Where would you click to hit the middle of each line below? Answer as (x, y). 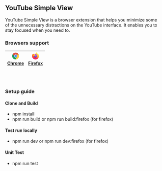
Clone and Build (22, 103)
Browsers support (27, 43)
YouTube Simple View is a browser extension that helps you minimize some (81, 20)
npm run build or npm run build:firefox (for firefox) (63, 119)
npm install (23, 114)
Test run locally (21, 130)
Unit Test (14, 152)
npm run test (25, 163)
